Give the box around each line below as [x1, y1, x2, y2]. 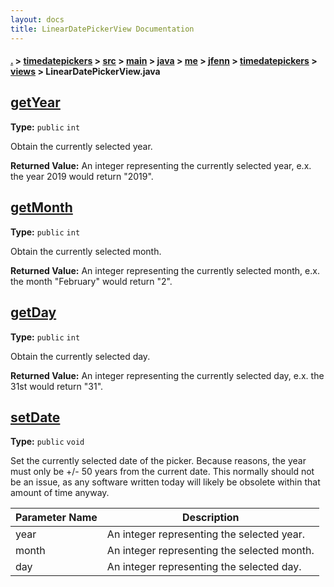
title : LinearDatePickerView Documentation [10, 24, 195, 34]
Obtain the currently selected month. [10, 245, 162, 257]
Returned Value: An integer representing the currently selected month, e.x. [10, 264, 320, 276]
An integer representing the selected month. [106, 544, 315, 558]
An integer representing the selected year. [106, 527, 306, 541]
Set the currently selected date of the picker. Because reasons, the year [10, 455, 307, 467]
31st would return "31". [10, 380, 104, 392]
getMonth [10, 199, 73, 216]
